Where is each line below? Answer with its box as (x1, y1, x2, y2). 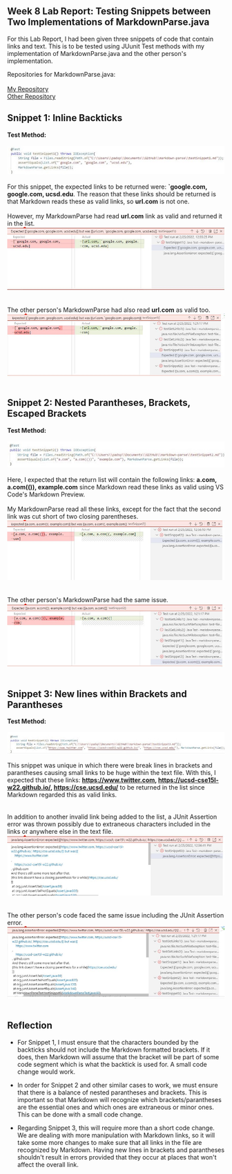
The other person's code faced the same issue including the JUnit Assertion (7, 911, 224, 919)
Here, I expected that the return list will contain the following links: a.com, (7, 476, 217, 484)
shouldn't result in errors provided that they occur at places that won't (17, 1153, 217, 1161)
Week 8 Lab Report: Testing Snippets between (7, 6, 211, 17)
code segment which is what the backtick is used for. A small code (17, 1060, 207, 1068)
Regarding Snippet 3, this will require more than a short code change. (17, 1124, 215, 1132)
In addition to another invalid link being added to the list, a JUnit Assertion (7, 812, 217, 821)
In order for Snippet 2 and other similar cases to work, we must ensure (17, 1081, 219, 1089)
